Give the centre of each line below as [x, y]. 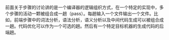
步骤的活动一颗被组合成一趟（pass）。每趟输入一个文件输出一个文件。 [82, 13]
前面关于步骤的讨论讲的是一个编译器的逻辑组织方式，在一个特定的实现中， [82, 7]
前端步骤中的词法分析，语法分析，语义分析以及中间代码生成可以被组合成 [89, 20]
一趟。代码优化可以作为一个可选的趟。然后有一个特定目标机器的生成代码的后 [84, 26]
